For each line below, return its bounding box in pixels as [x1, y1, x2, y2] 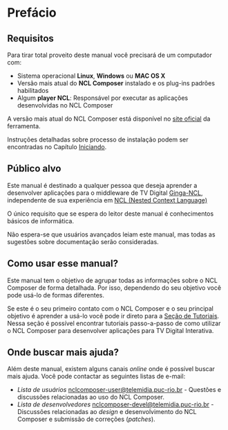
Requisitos [7, 33, 54, 44]
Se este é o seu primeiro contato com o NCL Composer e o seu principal [7, 304, 214, 313]
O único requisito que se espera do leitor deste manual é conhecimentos [7, 209, 214, 218]
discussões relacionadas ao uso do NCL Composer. [17, 393, 164, 402]
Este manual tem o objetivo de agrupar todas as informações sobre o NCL [7, 276, 218, 284]
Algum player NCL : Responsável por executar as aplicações [17, 94, 189, 102]
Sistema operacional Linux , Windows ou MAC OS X [17, 71, 166, 80]
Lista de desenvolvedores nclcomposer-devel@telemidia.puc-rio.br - [17, 400, 214, 409]
